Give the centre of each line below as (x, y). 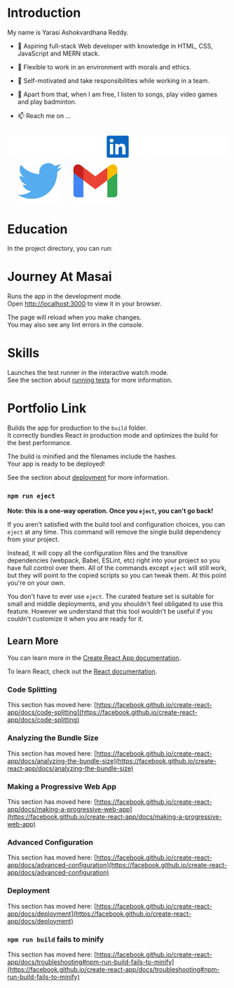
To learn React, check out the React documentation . (82, 671)
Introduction (44, 13)
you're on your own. (36, 583)
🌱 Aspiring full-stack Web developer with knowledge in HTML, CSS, (115, 46)
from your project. (33, 539)
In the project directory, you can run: (60, 249)
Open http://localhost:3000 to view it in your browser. (85, 304)
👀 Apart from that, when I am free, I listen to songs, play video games (117, 94)
